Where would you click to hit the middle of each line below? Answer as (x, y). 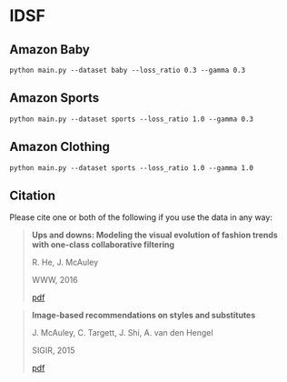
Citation (33, 196)
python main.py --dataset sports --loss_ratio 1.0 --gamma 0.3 (132, 119)
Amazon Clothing (60, 147)
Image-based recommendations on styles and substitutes (143, 316)
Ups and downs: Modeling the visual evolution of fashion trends (155, 235)
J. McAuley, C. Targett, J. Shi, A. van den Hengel (122, 333)
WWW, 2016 (55, 280)
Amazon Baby (50, 50)
